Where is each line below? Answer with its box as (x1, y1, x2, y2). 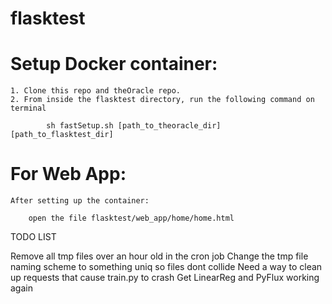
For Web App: (10, 163, 127, 186)
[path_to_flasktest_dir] (10, 130, 114, 140)
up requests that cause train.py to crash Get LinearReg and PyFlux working (10, 272, 320, 284)
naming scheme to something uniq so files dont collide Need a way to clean (10, 261, 323, 273)
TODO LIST (10, 231, 57, 243)
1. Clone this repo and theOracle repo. (10, 86, 182, 96)
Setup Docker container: (10, 53, 218, 76)
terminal (10, 103, 47, 114)
